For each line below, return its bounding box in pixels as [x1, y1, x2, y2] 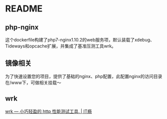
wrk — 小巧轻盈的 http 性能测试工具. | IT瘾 [5, 108, 92, 114]
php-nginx [5, 23, 39, 31]
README [5, 3, 43, 14]
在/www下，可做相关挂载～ [5, 79, 61, 85]
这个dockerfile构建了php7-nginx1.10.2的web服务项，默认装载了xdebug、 [5, 37, 155, 42]
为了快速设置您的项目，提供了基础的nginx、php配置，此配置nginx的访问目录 [5, 73, 163, 79]
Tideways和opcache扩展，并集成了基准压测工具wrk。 [5, 43, 116, 49]
